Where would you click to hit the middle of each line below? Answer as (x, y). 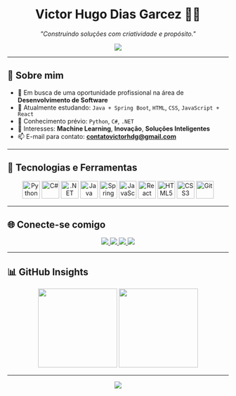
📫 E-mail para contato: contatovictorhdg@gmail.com (97, 136)
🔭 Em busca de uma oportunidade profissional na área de (100, 92)
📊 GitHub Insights (48, 272)
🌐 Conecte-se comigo (57, 224)
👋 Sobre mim (36, 75)
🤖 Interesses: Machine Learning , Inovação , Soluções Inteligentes (114, 128)
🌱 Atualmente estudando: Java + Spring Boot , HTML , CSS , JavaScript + (118, 107)
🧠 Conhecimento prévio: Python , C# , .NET (76, 121)
